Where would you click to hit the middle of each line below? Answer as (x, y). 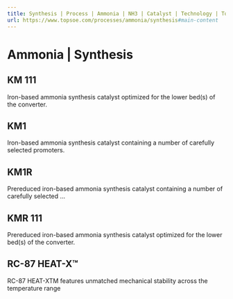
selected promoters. (36, 150)
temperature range (34, 288)
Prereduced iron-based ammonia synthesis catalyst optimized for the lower (115, 234)
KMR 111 (25, 218)
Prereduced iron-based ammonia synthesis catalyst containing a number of (115, 189)
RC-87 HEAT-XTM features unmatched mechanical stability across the (107, 281)
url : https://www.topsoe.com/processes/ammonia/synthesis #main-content (113, 20)
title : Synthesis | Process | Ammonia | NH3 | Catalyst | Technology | (113, 14)
